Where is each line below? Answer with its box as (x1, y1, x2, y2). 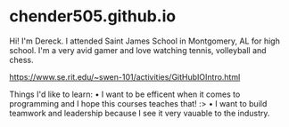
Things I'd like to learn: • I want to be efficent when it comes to (9, 89, 241, 99)
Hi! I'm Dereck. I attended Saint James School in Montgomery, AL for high (9, 36, 281, 46)
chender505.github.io (9, 6, 177, 27)
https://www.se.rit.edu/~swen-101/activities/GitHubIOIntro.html (9, 71, 241, 82)
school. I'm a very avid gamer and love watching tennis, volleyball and (9, 44, 267, 55)
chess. (9, 54, 34, 65)
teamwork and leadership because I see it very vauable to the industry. (9, 107, 270, 118)
